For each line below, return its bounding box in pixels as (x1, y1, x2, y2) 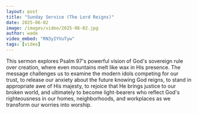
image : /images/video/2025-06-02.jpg (6, 25, 99, 31)
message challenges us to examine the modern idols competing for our (6, 70, 179, 77)
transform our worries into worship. (6, 101, 92, 108)
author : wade (6, 31, 38, 36)
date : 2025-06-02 (6, 19, 49, 25)
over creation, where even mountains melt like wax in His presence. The (6, 63, 181, 71)
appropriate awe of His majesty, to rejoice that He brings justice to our (6, 82, 176, 89)
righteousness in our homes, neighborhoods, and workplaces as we (6, 95, 171, 102)
